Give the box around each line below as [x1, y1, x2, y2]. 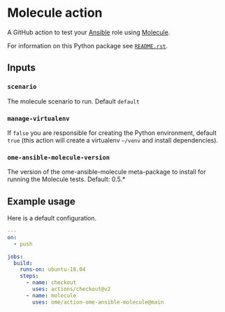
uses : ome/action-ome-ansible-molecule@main [32, 299, 164, 306]
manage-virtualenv [7, 114, 70, 122]
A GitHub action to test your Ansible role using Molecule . [7, 28, 170, 36]
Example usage [7, 195, 75, 207]
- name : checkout [25, 279, 77, 286]
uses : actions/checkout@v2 [32, 285, 111, 293]
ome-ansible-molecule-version [7, 153, 110, 162]
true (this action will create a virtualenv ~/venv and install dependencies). [7, 136, 219, 144]
